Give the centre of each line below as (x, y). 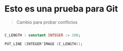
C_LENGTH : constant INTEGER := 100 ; (43, 35)
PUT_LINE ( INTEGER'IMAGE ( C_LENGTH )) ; (44, 44)
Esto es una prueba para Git (61, 9)
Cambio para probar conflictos (47, 22)
